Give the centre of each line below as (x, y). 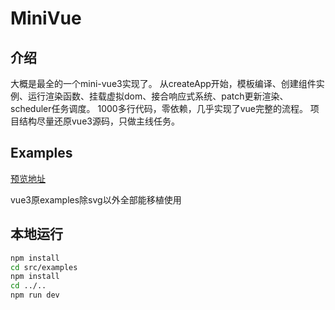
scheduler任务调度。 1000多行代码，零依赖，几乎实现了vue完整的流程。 (159, 108)
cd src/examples (44, 267)
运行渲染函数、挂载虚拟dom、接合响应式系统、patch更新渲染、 (158, 96)
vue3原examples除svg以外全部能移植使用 (96, 199)
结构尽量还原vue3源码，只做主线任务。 (99, 121)
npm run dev (35, 295)
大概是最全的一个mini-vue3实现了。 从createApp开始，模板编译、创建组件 (163, 83)
